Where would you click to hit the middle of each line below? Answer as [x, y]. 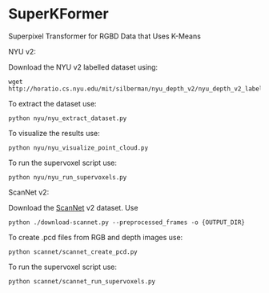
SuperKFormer [59, 14]
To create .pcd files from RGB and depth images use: [96, 237]
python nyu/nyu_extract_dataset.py [68, 118]
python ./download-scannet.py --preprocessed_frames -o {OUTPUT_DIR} [127, 222]
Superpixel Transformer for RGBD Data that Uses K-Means [105, 36]
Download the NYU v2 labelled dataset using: [83, 67]
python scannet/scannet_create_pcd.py [73, 252]
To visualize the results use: [54, 133]
